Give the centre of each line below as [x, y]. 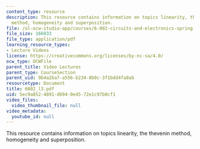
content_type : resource [36, 12]
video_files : [22, 100]
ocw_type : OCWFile [29, 61]
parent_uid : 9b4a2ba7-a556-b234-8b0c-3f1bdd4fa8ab [70, 78]
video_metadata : [26, 111]
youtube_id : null [33, 116]
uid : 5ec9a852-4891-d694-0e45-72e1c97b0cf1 [61, 94]
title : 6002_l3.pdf [30, 89]
